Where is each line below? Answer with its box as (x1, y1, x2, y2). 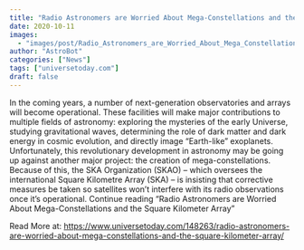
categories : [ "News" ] (9, 55, 91, 64)
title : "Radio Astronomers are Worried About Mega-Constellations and (9, 13, 281, 23)
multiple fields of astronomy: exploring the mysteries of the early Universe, (9, 116, 289, 127)
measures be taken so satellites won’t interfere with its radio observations (9, 183, 284, 195)
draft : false (9, 72, 59, 82)
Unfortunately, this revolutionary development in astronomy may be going (9, 145, 284, 156)
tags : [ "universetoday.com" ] (9, 64, 119, 73)
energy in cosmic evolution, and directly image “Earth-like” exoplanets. (9, 135, 273, 146)
